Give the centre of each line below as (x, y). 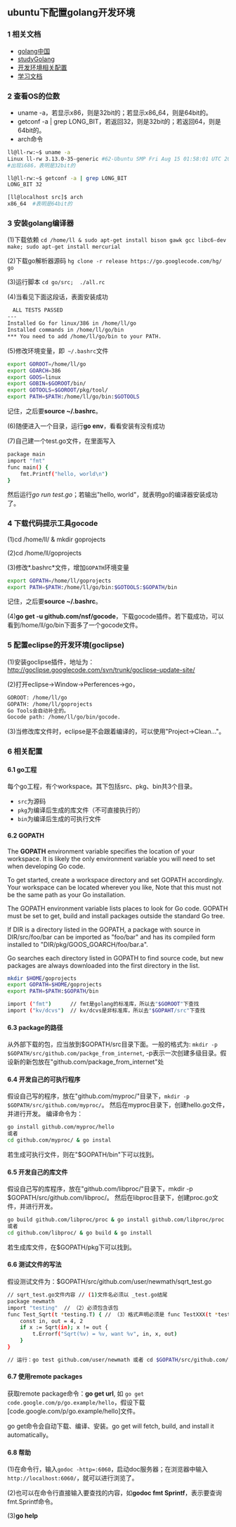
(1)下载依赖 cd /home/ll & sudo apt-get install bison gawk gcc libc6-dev (117, 240)
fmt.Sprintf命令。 (32, 1502)
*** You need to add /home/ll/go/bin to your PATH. (84, 336)
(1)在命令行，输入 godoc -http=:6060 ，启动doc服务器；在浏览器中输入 (108, 1469)
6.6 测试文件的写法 (34, 1265)
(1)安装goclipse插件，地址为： (51, 662)
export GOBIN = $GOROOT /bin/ (47, 384)
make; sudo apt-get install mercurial (64, 247)
